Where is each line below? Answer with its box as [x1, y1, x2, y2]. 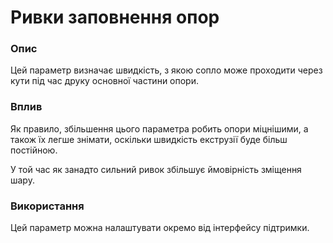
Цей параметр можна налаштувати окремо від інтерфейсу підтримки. [10, 222, 310, 234]
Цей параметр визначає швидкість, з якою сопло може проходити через [10, 64, 323, 76]
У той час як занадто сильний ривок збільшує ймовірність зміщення [10, 163, 302, 175]
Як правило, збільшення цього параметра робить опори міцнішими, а [10, 122, 309, 135]
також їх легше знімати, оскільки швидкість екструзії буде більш [10, 133, 288, 145]
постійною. [10, 144, 58, 156]
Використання [10, 199, 85, 213]
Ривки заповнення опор [10, 6, 220, 29]
